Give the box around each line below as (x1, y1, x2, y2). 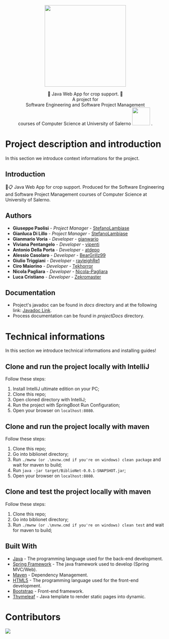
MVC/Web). (12, 566, 37, 572)
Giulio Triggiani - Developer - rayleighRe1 (12, 258, 100, 264)
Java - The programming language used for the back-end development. (12, 555, 163, 561)
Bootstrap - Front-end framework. (12, 588, 84, 594)
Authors (5, 212, 32, 220)
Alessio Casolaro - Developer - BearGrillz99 (12, 252, 106, 258)
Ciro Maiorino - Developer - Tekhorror (12, 263, 93, 269)
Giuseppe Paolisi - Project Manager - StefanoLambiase (12, 225, 129, 231)
